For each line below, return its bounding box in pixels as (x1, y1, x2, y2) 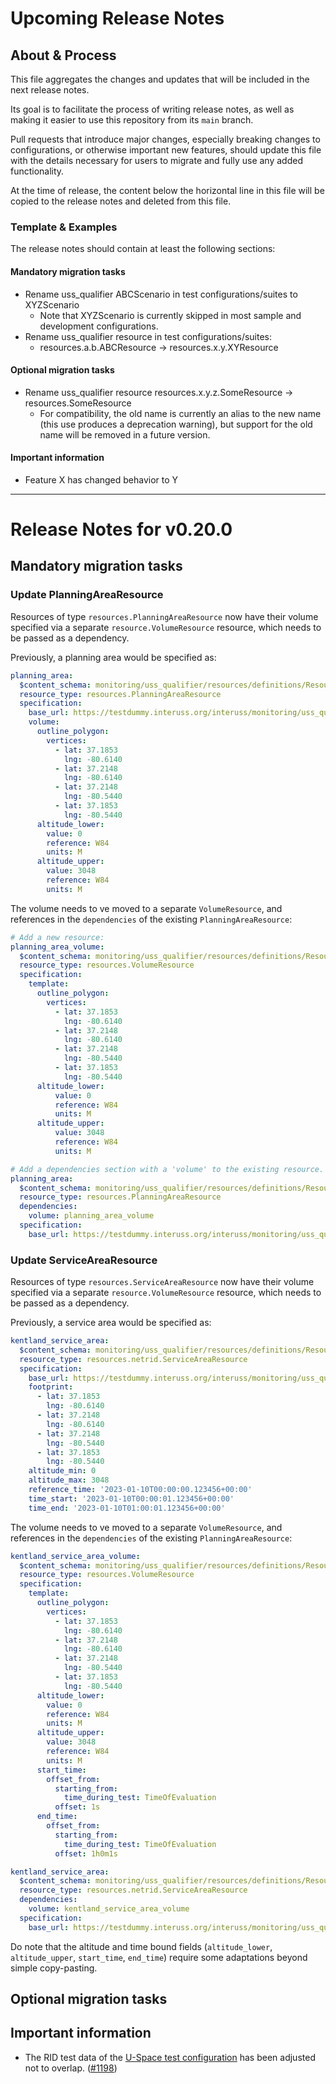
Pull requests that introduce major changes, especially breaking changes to (10, 133, 321, 145)
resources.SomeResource (24, 397, 132, 409)
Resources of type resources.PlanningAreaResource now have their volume (10, 610, 319, 622)
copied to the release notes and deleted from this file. (10, 195, 232, 207)
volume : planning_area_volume (28, 1211, 155, 1221)
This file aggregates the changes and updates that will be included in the (10, 73, 310, 85)
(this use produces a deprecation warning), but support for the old (39, 418, 313, 430)
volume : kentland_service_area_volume (28, 1904, 190, 1914)
